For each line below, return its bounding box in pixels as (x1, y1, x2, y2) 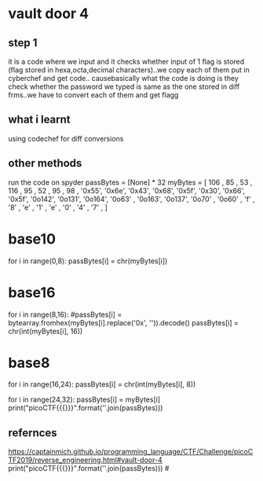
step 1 (8, 36, 38, 50)
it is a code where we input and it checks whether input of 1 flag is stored (8, 57, 245, 66)
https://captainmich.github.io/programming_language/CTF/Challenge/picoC (8, 447, 254, 457)
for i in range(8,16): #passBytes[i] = (8, 310, 122, 319)
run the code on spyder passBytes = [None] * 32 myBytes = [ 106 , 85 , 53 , (8, 178, 253, 187)
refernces (8, 426, 57, 439)
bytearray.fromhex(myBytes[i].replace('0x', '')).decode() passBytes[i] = (8, 318, 239, 327)
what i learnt (8, 113, 71, 127)
